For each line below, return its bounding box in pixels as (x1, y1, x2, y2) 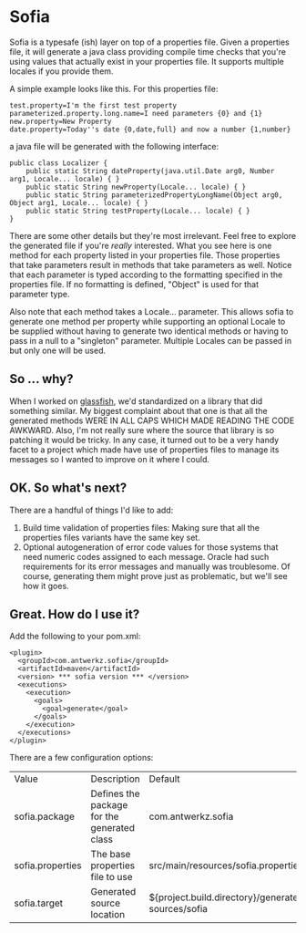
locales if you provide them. (9, 66, 114, 77)
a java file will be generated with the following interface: (9, 140, 219, 151)
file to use (90, 871, 134, 884)
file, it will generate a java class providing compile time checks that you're (9, 46, 287, 57)
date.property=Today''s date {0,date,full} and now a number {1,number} (9, 125, 291, 134)
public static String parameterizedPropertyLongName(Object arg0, (25, 190, 283, 200)
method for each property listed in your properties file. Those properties (9, 249, 280, 261)
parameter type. (9, 288, 70, 299)
